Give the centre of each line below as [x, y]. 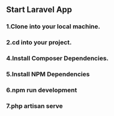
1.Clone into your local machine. [53, 27]
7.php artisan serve [35, 106]
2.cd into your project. [39, 43]
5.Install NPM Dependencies [48, 75]
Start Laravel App [39, 10]
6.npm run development [42, 90]
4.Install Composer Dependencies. [57, 59]
